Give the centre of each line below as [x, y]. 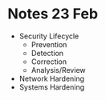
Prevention [49, 44]
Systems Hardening [52, 87]
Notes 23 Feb [53, 14]
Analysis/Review [58, 70]
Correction [49, 62]
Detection [47, 53]
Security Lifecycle [49, 36]
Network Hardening [52, 78]
